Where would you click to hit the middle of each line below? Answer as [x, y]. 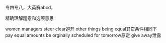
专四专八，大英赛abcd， [30, 7]
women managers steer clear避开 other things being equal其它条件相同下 [81, 29]
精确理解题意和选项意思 [29, 18]
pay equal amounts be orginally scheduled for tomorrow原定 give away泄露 [83, 35]
